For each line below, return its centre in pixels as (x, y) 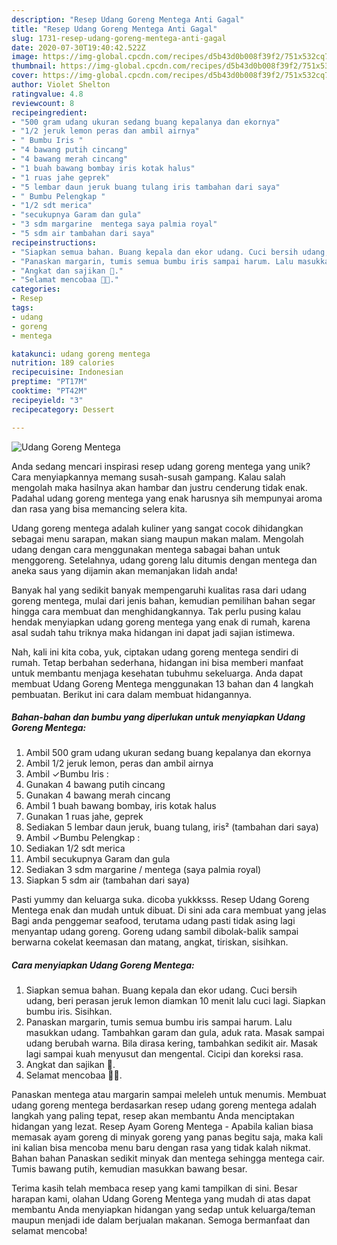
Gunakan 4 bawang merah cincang (98, 795)
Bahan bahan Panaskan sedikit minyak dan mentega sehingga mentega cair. (168, 1158)
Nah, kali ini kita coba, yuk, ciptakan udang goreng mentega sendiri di (155, 652)
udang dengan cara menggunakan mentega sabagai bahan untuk (146, 549)
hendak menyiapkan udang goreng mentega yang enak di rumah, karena (161, 622)
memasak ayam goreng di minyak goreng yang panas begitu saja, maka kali (167, 1137)
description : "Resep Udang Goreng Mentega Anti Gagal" (128, 19)
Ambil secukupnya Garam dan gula (98, 859)
